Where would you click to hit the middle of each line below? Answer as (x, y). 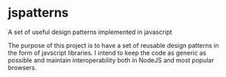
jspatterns (38, 13)
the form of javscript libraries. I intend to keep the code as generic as (107, 53)
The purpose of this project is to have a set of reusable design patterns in (113, 45)
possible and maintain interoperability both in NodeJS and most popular (111, 60)
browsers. (22, 67)
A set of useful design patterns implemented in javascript (90, 32)
